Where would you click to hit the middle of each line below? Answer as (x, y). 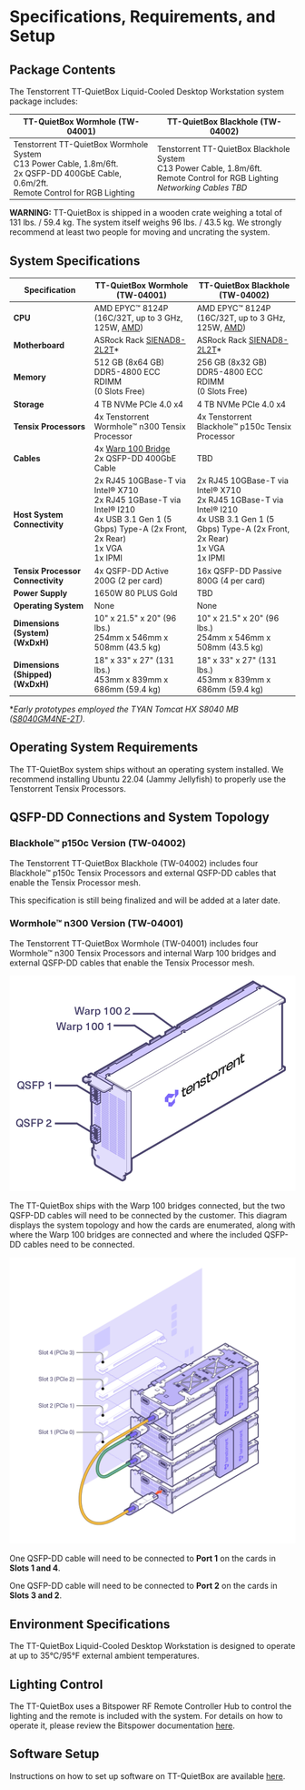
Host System (38, 514)
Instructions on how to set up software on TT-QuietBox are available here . (148, 1775)
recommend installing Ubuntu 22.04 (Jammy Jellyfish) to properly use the (148, 779)
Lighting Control (56, 1684)
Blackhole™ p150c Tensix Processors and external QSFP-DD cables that (143, 873)
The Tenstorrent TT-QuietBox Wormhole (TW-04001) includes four (134, 943)
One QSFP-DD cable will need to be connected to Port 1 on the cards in (143, 1559)
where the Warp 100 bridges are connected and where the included (136, 1235)
